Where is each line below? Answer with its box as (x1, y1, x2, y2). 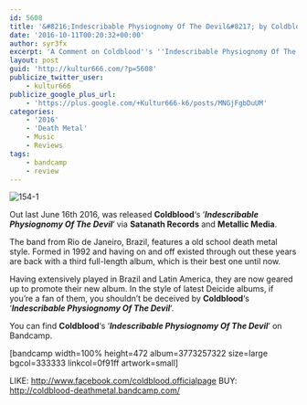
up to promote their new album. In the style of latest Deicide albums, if (9, 283, 274, 294)
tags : (9, 149, 30, 158)
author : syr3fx (9, 38, 68, 48)
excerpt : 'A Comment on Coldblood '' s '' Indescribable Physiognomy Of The (9, 48, 297, 57)
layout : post (9, 56, 59, 65)
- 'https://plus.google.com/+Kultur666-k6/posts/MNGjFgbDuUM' (26, 98, 268, 108)
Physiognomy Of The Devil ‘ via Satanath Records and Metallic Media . (9, 218, 278, 229)
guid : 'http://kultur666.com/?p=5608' (9, 65, 157, 74)
